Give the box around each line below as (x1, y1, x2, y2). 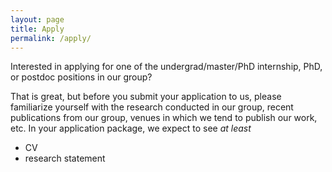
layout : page (10, 14, 65, 25)
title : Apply (10, 24, 65, 34)
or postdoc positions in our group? (10, 71, 153, 83)
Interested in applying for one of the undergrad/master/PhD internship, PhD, (10, 61, 323, 73)
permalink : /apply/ (10, 33, 92, 43)
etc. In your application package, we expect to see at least (10, 122, 252, 135)
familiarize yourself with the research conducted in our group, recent (10, 101, 294, 113)
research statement (24, 152, 106, 165)
